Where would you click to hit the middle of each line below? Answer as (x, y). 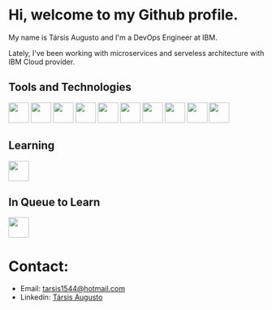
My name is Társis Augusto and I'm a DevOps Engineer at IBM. (113, 37)
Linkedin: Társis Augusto (61, 297)
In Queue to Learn (54, 202)
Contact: (39, 266)
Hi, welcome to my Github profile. (123, 15)
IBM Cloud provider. (42, 62)
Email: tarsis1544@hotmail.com (73, 289)
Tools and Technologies (70, 87)
